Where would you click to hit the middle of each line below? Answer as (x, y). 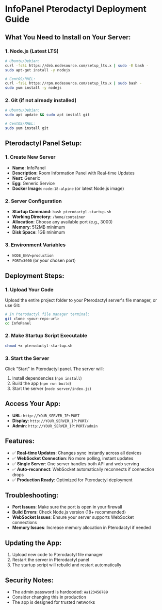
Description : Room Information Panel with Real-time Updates (73, 173)
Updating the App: (33, 543)
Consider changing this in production (49, 597)
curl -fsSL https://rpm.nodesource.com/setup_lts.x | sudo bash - (73, 84)
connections (24, 523)
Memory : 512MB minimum (39, 227)
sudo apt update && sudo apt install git (48, 115)
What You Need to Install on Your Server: (68, 37)
